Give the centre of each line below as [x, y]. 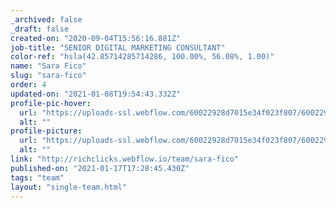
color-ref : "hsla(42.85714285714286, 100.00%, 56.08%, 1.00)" [142, 57]
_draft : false [40, 29]
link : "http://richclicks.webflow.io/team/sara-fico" [125, 159]
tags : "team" [37, 177]
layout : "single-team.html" [69, 187]
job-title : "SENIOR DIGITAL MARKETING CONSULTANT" [118, 47]
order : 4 [28, 85]
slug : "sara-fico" [48, 76]
